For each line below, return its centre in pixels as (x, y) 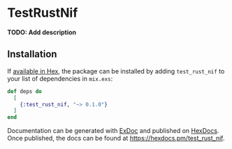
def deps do (24, 91)
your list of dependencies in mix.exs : (60, 78)
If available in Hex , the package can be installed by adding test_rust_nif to (116, 71)
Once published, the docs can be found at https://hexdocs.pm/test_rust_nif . (116, 139)
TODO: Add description (42, 32)
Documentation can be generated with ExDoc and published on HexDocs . (113, 131)
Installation (32, 54)
